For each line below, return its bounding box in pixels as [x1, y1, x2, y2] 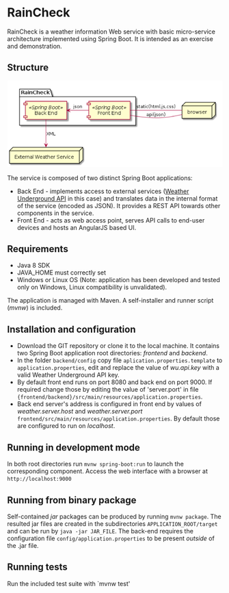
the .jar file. [7, 541, 39, 549]
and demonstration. [7, 42, 63, 50]
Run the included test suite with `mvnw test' [7, 579, 131, 588]
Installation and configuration [7, 323, 136, 335]
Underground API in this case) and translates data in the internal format [16, 194, 218, 203]
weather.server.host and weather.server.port [16, 407, 143, 416]
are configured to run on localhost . [16, 422, 116, 430]
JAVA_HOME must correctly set [16, 268, 107, 277]
